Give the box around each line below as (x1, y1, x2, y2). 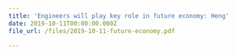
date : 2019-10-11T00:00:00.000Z (8, 19, 117, 27)
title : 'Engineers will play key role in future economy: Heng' (8, 11, 230, 20)
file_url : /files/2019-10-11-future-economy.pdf (8, 27, 175, 35)
